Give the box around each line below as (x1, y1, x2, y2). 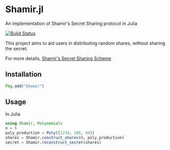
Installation (5, 70, 42, 79)
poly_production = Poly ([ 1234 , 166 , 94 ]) (5, 131, 95, 136)
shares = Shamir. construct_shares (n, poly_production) (5, 135, 125, 140)
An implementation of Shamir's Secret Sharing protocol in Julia (5, 20, 138, 26)
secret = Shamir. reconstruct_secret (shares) (5, 140, 102, 145)
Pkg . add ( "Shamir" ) (5, 83, 44, 88)
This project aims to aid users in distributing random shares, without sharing (5, 40, 165, 46)
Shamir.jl (5, 4, 44, 15)
